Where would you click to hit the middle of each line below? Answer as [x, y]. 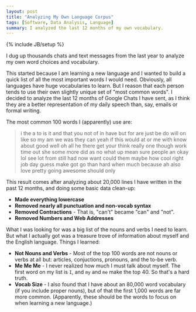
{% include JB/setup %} [35, 44]
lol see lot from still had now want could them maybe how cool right [102, 158]
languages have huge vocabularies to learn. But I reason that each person [95, 86]
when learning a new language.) [53, 303]
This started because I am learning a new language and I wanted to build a [96, 73]
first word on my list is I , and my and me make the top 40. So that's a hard [102, 272]
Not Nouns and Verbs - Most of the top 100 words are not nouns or [96, 253]
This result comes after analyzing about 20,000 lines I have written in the [94, 182]
